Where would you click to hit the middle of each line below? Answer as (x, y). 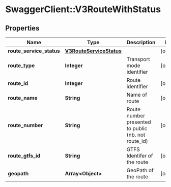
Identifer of (140, 156)
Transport (138, 59)
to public (137, 128)
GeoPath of (140, 170)
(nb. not (136, 135)
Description (141, 42)
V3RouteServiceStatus (93, 51)
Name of (137, 95)
